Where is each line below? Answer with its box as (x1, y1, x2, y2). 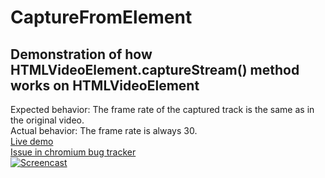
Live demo (10, 136, 54, 147)
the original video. (10, 114, 85, 126)
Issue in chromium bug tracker (10, 146, 137, 158)
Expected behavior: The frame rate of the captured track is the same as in (10, 104, 315, 115)
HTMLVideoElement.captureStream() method (10, 61, 300, 78)
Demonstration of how (10, 46, 153, 63)
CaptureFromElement (10, 6, 193, 29)
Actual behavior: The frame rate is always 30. (10, 125, 198, 136)
